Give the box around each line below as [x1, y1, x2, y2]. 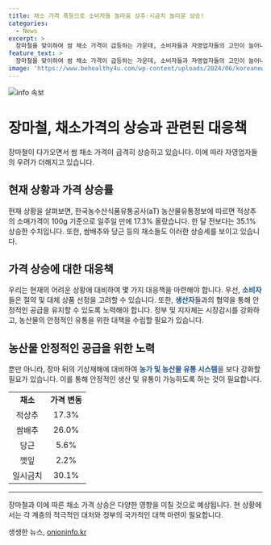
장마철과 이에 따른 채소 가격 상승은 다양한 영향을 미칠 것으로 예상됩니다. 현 [8, 500, 240, 509]
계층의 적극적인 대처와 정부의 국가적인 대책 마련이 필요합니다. [31, 510, 223, 520]
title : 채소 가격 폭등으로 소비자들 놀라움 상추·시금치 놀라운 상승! [8, 11, 205, 20]
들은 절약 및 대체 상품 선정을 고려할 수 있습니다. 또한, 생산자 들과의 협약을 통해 [8, 296, 252, 305]
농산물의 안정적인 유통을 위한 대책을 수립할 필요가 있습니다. [19, 316, 204, 325]
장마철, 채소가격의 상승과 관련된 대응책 [8, 119, 248, 137]
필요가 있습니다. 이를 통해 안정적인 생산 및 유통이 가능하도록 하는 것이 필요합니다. [8, 375, 262, 384]
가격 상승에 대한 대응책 [8, 262, 115, 275]
